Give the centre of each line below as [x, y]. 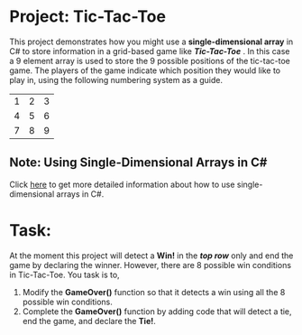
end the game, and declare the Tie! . [89, 321]
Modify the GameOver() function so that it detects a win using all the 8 [154, 292]
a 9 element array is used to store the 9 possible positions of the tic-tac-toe [150, 60]
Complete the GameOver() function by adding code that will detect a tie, [157, 311]
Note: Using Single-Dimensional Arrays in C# [138, 163]
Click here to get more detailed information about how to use [122, 184]
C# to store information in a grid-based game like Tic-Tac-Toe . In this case [150, 51]
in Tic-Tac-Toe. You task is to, [64, 275]
